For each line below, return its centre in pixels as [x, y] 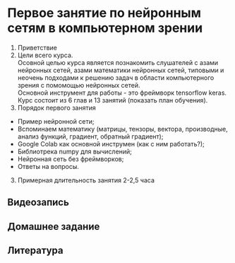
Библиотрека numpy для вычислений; [75, 151]
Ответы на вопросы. [48, 166]
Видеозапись [38, 203]
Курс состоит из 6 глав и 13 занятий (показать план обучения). [113, 100]
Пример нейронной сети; [56, 121]
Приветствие [37, 47]
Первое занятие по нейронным [104, 13]
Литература [35, 251]
